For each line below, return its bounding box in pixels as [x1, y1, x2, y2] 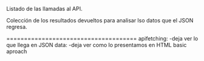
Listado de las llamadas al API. [6, 5, 83, 12]
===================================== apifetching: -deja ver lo [6, 35, 199, 42]
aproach [6, 48, 27, 55]
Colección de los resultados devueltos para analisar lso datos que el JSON [6, 17, 194, 24]
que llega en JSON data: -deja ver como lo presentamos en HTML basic [6, 42, 187, 48]
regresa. [6, 24, 27, 30]
